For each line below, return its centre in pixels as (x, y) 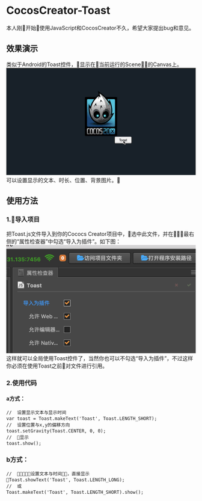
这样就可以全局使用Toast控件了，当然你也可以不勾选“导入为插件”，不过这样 (100, 358)
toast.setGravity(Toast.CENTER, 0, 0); (56, 431)
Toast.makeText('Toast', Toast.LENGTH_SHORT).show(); (75, 492)
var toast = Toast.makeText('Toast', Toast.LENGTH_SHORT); (82, 419)
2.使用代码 (22, 383)
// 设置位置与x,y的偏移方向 (38, 425)
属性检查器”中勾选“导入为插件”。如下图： (70, 241)
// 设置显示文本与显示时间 (36, 413)
